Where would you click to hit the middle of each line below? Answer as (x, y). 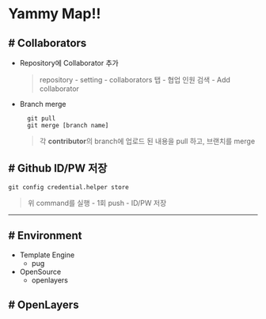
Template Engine (47, 255)
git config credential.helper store (68, 187)
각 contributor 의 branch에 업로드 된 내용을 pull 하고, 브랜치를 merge (147, 141)
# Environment (45, 235)
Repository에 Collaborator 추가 (69, 63)
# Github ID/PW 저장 (58, 168)
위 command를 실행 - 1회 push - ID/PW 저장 (97, 203)
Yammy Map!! (55, 14)
